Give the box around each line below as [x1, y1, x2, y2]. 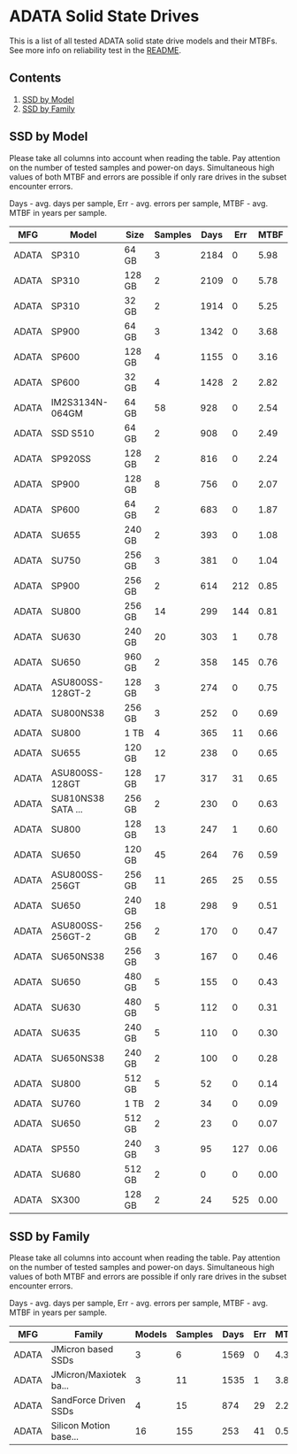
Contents [9, 71, 62, 86]
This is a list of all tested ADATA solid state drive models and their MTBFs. [9, 35, 278, 46]
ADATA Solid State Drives [9, 6, 200, 27]
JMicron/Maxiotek [50, 1369, 126, 1381]
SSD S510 [50, 427, 95, 439]
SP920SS [50, 452, 91, 465]
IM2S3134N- [50, 396, 109, 408]
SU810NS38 [50, 792, 105, 804]
